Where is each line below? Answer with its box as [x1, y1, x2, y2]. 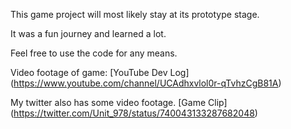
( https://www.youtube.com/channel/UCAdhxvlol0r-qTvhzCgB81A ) [10, 77, 282, 89]
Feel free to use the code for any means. [10, 47, 178, 59]
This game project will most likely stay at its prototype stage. [10, 9, 260, 20]
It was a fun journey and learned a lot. [10, 28, 167, 39]
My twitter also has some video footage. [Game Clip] [10, 97, 228, 108]
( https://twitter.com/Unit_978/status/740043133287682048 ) [10, 107, 258, 119]
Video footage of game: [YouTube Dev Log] [10, 67, 190, 78]
